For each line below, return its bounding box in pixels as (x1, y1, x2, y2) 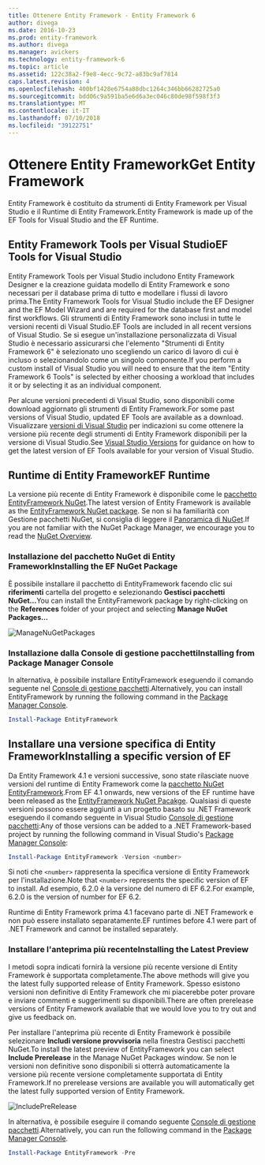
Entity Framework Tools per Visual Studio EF (8, 238, 229, 252)
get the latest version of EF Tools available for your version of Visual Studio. (8, 446, 254, 455)
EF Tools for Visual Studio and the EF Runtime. (8, 215, 159, 225)
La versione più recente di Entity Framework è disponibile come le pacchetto (8, 490, 257, 499)
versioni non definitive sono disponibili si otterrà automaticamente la (8, 1061, 230, 1070)
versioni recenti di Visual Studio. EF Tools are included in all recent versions (8, 321, 252, 331)
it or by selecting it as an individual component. (8, 380, 162, 390)
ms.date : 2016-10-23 (8, 26, 77, 34)
